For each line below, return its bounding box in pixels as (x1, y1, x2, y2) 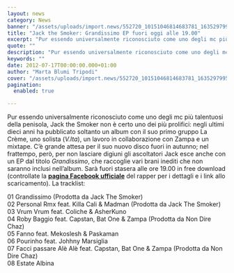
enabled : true (13, 88, 54, 94)
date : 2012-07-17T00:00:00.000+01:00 (7, 62, 117, 69)
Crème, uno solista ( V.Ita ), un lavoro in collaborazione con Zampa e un (7, 135, 209, 143)
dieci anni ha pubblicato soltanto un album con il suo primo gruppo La (7, 128, 208, 136)
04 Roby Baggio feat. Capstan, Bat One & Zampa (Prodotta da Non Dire (7, 215, 212, 223)
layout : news (7, 10, 45, 17)
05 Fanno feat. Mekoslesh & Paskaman (7, 230, 119, 238)
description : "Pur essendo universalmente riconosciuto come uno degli (7, 49, 219, 56)
